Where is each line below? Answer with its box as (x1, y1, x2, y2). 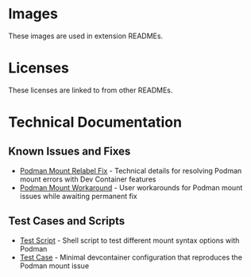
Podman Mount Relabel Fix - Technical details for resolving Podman (19, 166, 242, 175)
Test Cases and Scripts (8, 214, 125, 228)
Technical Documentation (8, 113, 183, 131)
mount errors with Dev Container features (19, 174, 156, 184)
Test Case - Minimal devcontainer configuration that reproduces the (19, 252, 242, 262)
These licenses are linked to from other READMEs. (8, 85, 173, 95)
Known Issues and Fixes (8, 145, 131, 158)
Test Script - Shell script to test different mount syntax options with (19, 236, 240, 245)
